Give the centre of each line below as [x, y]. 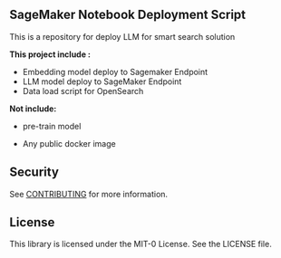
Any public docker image [69, 143]
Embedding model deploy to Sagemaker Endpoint [115, 72]
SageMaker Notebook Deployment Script [128, 15]
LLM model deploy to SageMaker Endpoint [102, 81]
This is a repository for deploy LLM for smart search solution [122, 36]
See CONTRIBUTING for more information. [89, 194]
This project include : [50, 54]
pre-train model [52, 126]
